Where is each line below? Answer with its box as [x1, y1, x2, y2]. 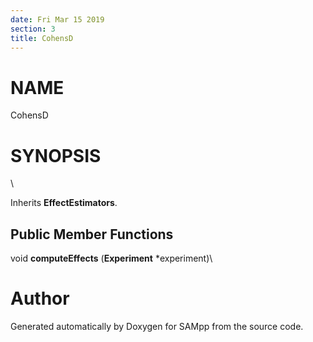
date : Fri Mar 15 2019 [10, 14, 105, 25]
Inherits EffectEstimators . [10, 197, 118, 209]
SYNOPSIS [10, 144, 102, 167]
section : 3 [10, 24, 56, 34]
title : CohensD [10, 33, 74, 43]
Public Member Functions [10, 226, 174, 243]
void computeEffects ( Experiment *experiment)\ [10, 252, 213, 265]
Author [10, 287, 70, 310]
